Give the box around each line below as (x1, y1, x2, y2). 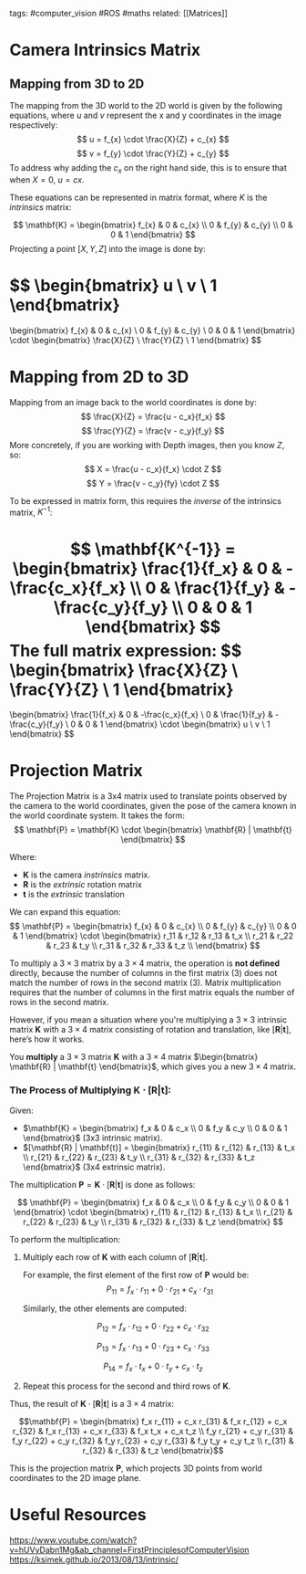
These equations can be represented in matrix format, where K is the (9, 192, 268, 203)
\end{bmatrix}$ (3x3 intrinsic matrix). (22, 1132, 163, 1143)
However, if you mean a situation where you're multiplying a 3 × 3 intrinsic (9, 1014, 288, 1025)
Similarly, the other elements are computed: (22, 1303, 187, 1314)
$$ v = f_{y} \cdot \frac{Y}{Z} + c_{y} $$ (76, 148, 229, 159)
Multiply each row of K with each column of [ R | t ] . (22, 1251, 208, 1263)
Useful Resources (9, 1504, 148, 1525)
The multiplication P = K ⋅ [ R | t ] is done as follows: (9, 1179, 196, 1190)
